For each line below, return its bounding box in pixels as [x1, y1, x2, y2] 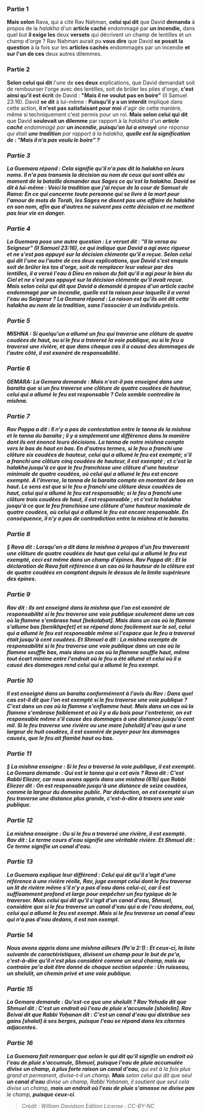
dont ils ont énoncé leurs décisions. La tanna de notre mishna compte [7, 438, 185, 445]
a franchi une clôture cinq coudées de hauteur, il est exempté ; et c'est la [7, 457, 192, 465]
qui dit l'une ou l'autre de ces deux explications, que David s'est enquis [7, 257, 188, 264]
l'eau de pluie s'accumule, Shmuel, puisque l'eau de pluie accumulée [7, 1059, 183, 1066]
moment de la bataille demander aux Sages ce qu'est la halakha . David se [7, 177, 196, 185]
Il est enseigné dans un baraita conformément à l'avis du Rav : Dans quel [7, 690, 194, 697]
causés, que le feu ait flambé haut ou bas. [7, 734, 114, 742]
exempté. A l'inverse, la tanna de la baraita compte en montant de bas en [7, 477, 194, 484]
